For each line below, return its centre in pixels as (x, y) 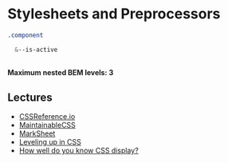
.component (26, 35)
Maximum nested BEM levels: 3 (61, 72)
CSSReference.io (47, 117)
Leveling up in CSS (50, 142)
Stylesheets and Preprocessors (114, 14)
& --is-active (36, 50)
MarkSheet (37, 133)
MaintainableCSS (47, 125)
